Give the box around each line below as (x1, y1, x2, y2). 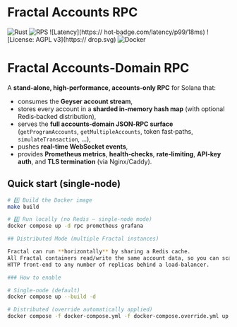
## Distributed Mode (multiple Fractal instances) (7, 235, 159, 243)
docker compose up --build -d (7, 293, 97, 301)
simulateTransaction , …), (17, 134, 92, 143)
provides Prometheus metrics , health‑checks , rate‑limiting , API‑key (17, 149, 221, 158)
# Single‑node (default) (7, 287, 80, 294)
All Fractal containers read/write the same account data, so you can (7, 254, 219, 262)
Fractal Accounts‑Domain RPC (7, 60, 190, 76)
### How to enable (7, 274, 61, 281)
